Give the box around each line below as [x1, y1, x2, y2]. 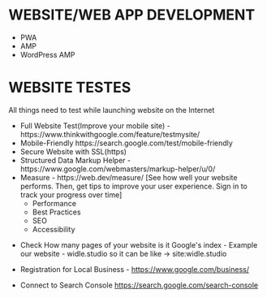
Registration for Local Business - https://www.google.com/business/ [19, 264, 250, 274]
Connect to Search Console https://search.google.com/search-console [19, 280, 258, 290]
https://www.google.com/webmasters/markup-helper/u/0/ [19, 164, 216, 174]
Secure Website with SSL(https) [19, 146, 127, 156]
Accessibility [32, 224, 75, 234]
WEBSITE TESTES [8, 79, 131, 97]
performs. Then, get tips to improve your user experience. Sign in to [19, 181, 248, 191]
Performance [32, 198, 77, 208]
